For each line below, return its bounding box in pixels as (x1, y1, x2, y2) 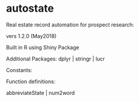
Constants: (6, 66, 32, 73)
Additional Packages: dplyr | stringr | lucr (6, 55, 106, 62)
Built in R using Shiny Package (6, 43, 79, 51)
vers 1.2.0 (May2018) (6, 32, 57, 39)
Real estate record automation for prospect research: (6, 21, 134, 28)
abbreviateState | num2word (6, 89, 75, 96)
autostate (6, 2, 54, 15)
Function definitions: (6, 78, 56, 85)
